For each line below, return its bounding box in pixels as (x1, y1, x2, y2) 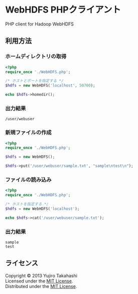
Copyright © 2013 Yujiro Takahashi (5, 272, 78, 278)
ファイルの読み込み (5, 176, 52, 183)
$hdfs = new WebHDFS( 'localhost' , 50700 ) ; (5, 83, 95, 88)
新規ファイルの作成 (5, 129, 52, 136)
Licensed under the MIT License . (5, 278, 73, 284)
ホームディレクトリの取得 (5, 53, 67, 60)
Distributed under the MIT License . (5, 283, 77, 289)
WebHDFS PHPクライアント (5, 4, 121, 16)
